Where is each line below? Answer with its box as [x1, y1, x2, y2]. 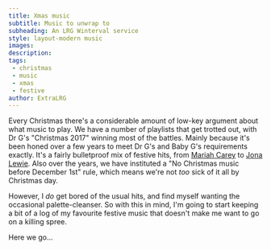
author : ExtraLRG [8, 94, 67, 102]
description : [8, 49, 52, 57]
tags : [8, 57, 27, 65]
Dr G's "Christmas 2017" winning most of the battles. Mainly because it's [8, 133, 250, 143]
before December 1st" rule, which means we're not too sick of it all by [8, 167, 240, 177]
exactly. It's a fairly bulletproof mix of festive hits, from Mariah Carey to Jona [8, 150, 263, 160]
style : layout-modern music [8, 34, 103, 43]
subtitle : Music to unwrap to [8, 19, 110, 27]
